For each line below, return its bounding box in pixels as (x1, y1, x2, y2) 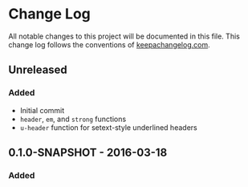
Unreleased (8, 63, 68, 77)
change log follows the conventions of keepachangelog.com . (8, 39, 210, 49)
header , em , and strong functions (19, 114, 127, 124)
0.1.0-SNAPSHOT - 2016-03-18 (8, 146, 168, 160)
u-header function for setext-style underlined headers (19, 122, 198, 132)
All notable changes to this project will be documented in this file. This (8, 31, 241, 41)
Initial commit (19, 105, 65, 115)
